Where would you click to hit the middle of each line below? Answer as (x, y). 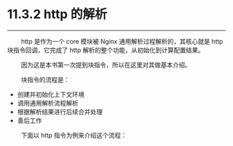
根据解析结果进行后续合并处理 (60, 111)
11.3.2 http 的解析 (57, 14)
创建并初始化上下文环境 (51, 94)
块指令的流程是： (45, 79)
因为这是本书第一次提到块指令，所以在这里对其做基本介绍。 (106, 65)
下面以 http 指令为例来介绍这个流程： (74, 135)
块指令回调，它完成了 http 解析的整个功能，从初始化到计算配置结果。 (106, 50)
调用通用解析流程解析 (48, 103)
